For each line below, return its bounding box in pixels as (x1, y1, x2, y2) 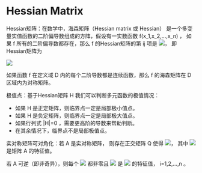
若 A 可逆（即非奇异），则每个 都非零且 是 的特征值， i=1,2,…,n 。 (6, 160, 189, 167)
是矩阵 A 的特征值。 (6, 147, 55, 154)
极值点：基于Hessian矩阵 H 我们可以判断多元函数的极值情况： (6, 91, 160, 99)
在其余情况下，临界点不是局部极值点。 (14, 127, 110, 134)
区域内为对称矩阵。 (6, 79, 54, 86)
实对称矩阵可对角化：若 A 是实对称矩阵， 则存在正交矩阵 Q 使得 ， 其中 (6, 139, 188, 147)
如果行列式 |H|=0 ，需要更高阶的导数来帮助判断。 (14, 119, 138, 127)
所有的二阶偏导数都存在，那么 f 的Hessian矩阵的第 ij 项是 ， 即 (16, 40, 177, 47)
